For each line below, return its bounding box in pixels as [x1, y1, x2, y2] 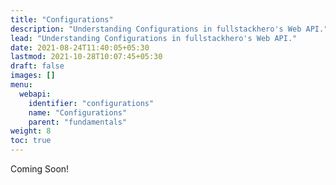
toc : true [10, 136, 52, 146]
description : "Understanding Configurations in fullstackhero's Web [10, 24, 302, 34]
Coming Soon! [10, 163, 70, 175]
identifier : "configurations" [28, 98, 155, 108]
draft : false [10, 61, 65, 71]
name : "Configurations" [28, 107, 128, 118]
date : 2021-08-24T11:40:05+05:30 [10, 42, 150, 53]
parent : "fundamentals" [28, 117, 128, 127]
